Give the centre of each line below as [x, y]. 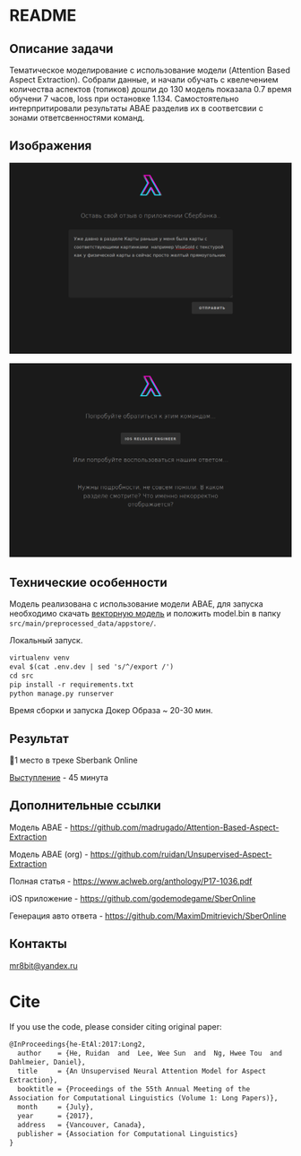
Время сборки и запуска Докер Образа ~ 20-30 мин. [111, 711]
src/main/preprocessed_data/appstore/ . [83, 623]
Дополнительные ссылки [85, 806]
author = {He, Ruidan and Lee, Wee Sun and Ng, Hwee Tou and [150, 1053]
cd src [21, 676]
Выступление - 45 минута [59, 778]
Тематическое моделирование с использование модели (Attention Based [150, 70]
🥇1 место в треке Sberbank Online [73, 760]
